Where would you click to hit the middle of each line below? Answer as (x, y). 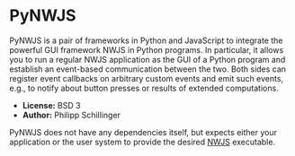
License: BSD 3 (51, 105)
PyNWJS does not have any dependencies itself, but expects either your (143, 132)
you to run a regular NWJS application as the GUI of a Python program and (147, 59)
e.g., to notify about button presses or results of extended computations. (144, 88)
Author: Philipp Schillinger (72, 115)
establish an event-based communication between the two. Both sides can (147, 69)
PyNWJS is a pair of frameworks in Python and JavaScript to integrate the (146, 40)
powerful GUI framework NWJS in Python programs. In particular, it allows (147, 49)
